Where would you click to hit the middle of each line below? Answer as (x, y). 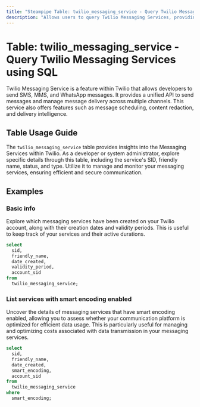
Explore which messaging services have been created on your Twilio (90, 221)
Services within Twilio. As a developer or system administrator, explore (93, 153)
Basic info (21, 208)
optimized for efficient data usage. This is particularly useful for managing (97, 325)
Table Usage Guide (42, 133)
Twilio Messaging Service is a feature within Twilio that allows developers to (99, 89)
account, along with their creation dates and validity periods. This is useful (98, 227)
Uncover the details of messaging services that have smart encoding (91, 312)
